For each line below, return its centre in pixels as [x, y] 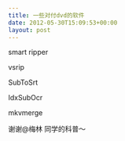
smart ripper [28, 52]
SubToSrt [23, 82]
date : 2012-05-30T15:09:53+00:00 [63, 23]
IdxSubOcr [26, 98]
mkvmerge [26, 113]
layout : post [29, 30]
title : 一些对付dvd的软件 [46, 15]
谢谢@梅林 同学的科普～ [47, 129]
